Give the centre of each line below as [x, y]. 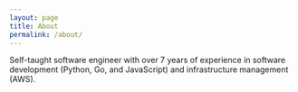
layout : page [34, 18]
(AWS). [23, 79]
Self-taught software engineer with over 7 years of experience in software [148, 60]
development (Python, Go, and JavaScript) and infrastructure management [149, 69]
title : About [34, 26]
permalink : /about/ [46, 34]
